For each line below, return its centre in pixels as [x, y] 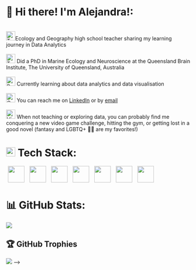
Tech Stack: [47, 153]
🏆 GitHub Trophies [42, 245]
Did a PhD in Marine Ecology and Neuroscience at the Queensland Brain [103, 61]
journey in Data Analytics [36, 45]
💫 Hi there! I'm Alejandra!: [70, 12]
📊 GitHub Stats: [46, 205]
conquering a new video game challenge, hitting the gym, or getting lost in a [98, 123]
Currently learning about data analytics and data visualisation [91, 84]
